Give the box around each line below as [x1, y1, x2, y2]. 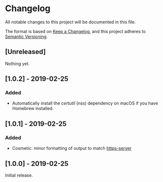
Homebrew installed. [12, 106, 54, 111]
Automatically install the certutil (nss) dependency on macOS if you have [12, 100, 158, 106]
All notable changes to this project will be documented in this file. [5, 19, 136, 25]
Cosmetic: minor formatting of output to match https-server [12, 146, 132, 151]
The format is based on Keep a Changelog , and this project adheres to [5, 28, 146, 34]
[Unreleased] [5, 48, 46, 56]
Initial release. [5, 172, 33, 178]
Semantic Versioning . [5, 34, 48, 39]
